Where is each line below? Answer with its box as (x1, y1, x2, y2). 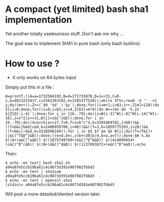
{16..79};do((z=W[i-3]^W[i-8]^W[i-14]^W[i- (67, 111, 160, 116)
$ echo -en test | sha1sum (5, 169, 61, 174)
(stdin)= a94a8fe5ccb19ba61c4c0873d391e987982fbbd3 (5, 182, 115, 187)
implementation (5, 14, 72, 25)
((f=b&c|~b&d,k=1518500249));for (5, 128, 75, 133)
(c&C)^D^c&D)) (5, 141, 35, 147)
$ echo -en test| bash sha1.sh (5, 160, 70, 165)
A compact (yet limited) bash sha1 (5, 3, 149, 15)
